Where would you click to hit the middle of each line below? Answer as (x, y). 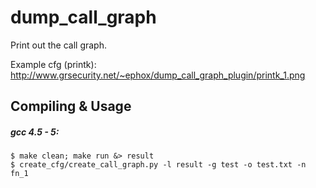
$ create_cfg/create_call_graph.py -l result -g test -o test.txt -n (158, 165)
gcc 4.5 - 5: (35, 132)
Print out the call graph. (58, 45)
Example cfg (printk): (53, 64)
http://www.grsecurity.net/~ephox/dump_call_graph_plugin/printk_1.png (158, 75)
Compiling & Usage (71, 106)
